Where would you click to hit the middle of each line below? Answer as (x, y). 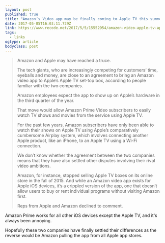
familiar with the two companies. (50, 86)
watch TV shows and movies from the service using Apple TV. (80, 115)
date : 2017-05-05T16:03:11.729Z (38, 23)
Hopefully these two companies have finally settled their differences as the (81, 230)
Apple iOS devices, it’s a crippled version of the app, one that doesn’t (87, 186)
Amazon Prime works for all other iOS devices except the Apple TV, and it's (81, 215)
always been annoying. (28, 220)
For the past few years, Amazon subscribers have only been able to (85, 125)
